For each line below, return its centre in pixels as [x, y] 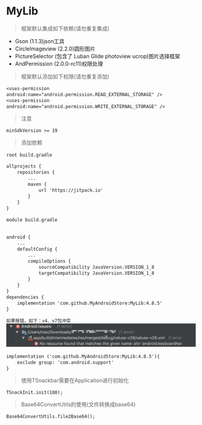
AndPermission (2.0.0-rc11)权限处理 [59, 64]
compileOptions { [49, 261]
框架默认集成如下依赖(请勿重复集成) [65, 28]
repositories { [36, 172]
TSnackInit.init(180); [35, 393]
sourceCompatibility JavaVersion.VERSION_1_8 [96, 267]
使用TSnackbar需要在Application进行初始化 [75, 381]
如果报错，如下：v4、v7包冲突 [38, 321]
